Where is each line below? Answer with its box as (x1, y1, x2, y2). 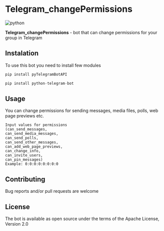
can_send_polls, (5, 135, 39, 141)
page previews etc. (5, 113, 44, 119)
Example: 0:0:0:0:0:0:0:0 (5, 162, 58, 167)
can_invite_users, (5, 153, 43, 158)
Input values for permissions (5, 122, 68, 127)
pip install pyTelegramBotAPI (5, 72, 68, 77)
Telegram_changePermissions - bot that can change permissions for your (5, 29, 158, 35)
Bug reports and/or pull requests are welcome (5, 188, 99, 194)
